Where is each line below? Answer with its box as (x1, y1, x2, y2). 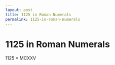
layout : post (5, 7, 33, 13)
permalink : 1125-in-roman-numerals (5, 17, 81, 22)
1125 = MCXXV (5, 55, 36, 61)
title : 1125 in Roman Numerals (5, 12, 71, 17)
